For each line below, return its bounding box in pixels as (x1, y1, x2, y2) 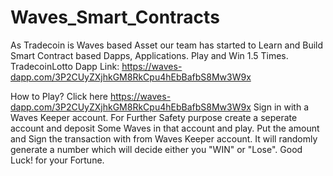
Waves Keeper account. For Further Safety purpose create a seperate (10, 111, 298, 123)
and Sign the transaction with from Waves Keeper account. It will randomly (10, 132, 318, 145)
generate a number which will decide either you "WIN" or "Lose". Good (10, 143, 303, 155)
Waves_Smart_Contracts (10, 6, 220, 29)
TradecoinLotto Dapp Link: (10, 60, 120, 72)
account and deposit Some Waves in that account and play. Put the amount (10, 122, 320, 134)
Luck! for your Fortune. (10, 154, 105, 166)
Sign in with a (253, 101, 309, 113)
